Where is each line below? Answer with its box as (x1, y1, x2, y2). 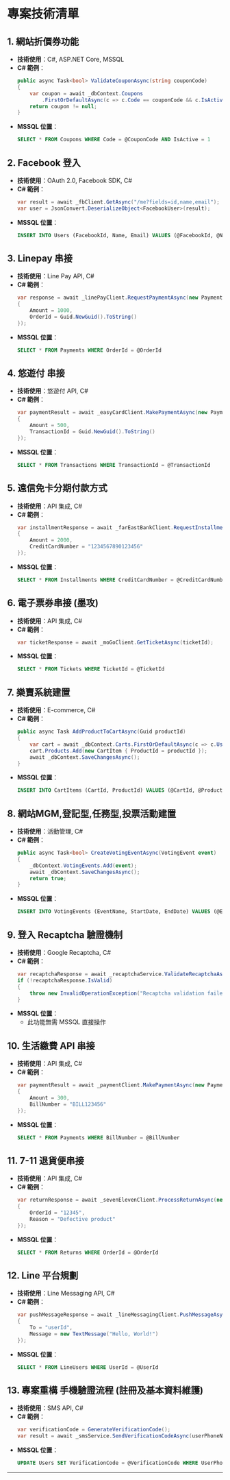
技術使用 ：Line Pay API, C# (16, 272, 94, 280)
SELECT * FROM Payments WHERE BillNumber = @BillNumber (16, 1134, 180, 1141)
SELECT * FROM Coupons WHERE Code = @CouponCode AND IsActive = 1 (16, 136, 211, 143)
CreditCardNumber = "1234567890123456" (29, 543, 144, 550)
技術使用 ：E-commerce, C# (16, 706, 96, 714)
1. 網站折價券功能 (7, 36, 79, 47)
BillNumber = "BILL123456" (29, 1101, 107, 1108)
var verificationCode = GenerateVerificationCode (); (16, 1427, 171, 1433)
